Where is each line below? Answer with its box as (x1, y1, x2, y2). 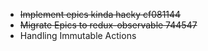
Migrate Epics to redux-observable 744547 (19, 19, 198, 31)
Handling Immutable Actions (19, 30, 137, 41)
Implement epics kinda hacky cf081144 (19, 9, 182, 20)
